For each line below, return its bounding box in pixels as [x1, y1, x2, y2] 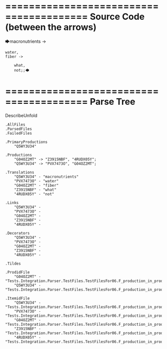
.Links [5, 200, 19, 205]
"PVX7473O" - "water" [14, 178, 59, 184]
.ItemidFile [5, 296, 30, 301]
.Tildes [5, 261, 21, 266]
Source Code [89, 11, 145, 22]
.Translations [5, 170, 35, 175]
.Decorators [5, 230, 30, 236]
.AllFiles [5, 122, 26, 127]
